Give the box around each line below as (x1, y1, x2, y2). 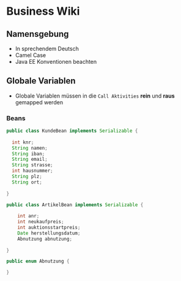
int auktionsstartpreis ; (17, 225, 81, 231)
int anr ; (17, 213, 40, 219)
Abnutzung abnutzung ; (17, 236, 72, 242)
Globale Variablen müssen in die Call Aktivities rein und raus (15, 92, 175, 99)
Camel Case (15, 52, 46, 59)
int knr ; (12, 139, 34, 145)
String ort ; (12, 179, 43, 185)
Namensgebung (6, 29, 69, 39)
